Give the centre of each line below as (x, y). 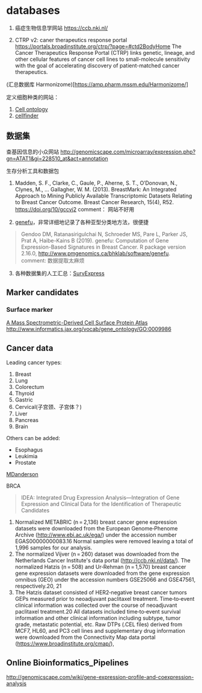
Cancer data (30, 348)
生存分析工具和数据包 (32, 171)
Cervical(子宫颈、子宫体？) (48, 407)
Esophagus (29, 450)
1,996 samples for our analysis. (54, 548)
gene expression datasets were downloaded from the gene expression (103, 573)
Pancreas (27, 420)
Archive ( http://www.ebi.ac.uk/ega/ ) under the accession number (96, 535)
